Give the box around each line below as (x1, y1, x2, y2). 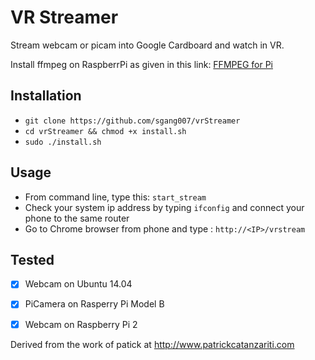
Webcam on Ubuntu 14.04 (24, 278, 133, 290)
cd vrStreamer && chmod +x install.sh (24, 126, 187, 136)
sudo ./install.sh (24, 137, 102, 147)
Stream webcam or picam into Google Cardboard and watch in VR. (10, 39, 285, 51)
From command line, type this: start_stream (24, 191, 207, 203)
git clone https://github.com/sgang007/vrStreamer (24, 116, 241, 126)
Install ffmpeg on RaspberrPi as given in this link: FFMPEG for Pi (10, 58, 273, 70)
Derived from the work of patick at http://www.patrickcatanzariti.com (10, 338, 295, 350)
